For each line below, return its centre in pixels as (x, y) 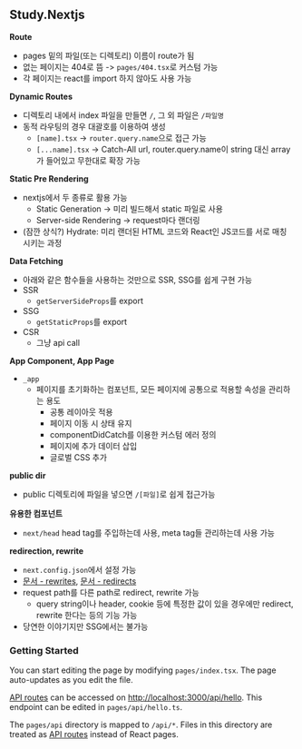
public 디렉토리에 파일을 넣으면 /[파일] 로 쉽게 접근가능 (119, 494)
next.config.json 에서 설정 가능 (79, 569)
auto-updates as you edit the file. (71, 680)
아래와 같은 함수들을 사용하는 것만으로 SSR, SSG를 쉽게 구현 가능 (137, 280)
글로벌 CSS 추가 (78, 457)
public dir (28, 475)
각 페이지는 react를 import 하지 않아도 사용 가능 (107, 78)
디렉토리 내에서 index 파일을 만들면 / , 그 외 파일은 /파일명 (123, 115)
